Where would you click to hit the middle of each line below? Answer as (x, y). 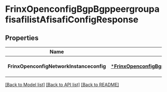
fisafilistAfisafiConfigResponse (72, 20)
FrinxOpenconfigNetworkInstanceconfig (57, 66)
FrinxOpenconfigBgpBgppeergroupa (83, 9)
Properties (22, 38)
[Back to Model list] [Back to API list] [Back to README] (62, 85)
